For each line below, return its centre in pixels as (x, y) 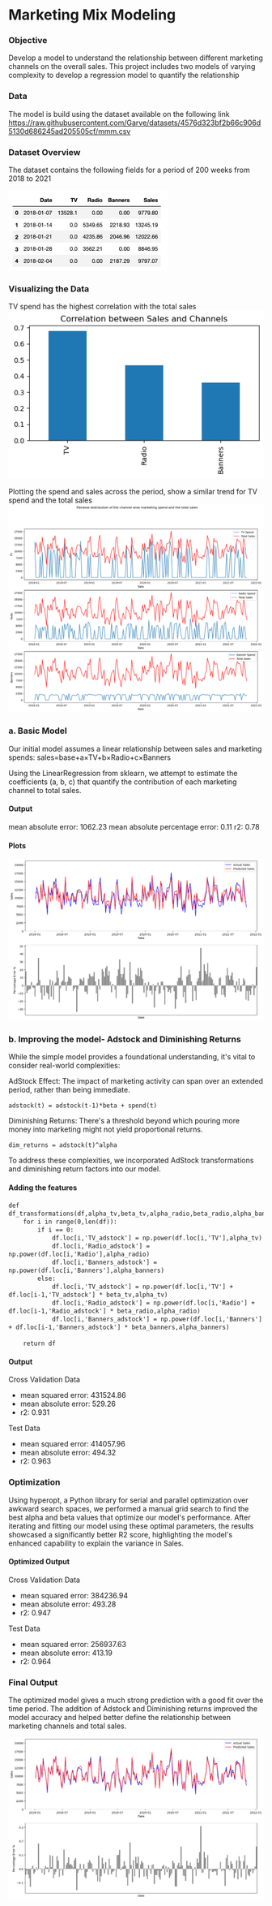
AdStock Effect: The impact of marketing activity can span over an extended (136, 1080)
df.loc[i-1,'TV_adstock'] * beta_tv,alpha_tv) (88, 1295)
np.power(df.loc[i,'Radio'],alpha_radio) (79, 1255)
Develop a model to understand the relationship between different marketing (136, 58)
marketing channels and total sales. (68, 1726)
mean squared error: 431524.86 (73, 1395)
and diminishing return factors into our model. (85, 1169)
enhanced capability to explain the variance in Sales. (96, 1543)
